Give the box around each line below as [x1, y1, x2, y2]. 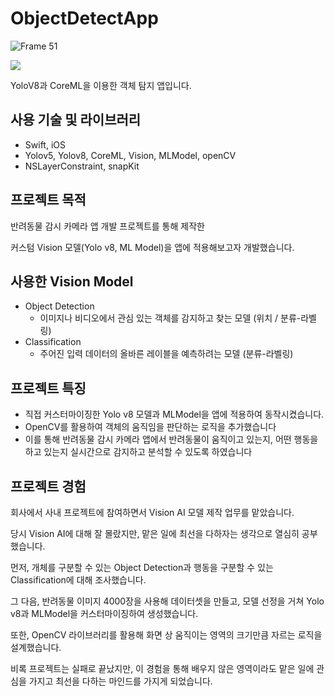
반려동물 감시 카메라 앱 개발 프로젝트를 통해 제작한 [10, 220, 205, 232]
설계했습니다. [10, 642, 62, 653]
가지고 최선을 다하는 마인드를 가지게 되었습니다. [28, 675, 213, 687]
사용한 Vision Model [10, 273, 134, 290]
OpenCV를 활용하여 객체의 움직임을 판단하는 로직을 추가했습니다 [24, 421, 277, 433]
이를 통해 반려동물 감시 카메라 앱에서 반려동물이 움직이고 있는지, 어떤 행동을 [24, 433, 319, 446]
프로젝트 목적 [10, 192, 87, 209]
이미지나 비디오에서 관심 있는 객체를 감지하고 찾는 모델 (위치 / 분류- [39, 312, 302, 324]
